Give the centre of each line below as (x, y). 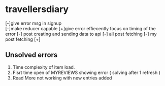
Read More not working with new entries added (62, 78)
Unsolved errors (31, 55)
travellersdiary (37, 9)
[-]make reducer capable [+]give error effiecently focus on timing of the (80, 28)
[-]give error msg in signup (34, 23)
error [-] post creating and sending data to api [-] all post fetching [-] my (81, 34)
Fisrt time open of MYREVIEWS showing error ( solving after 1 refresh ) (87, 72)
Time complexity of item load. (44, 67)
